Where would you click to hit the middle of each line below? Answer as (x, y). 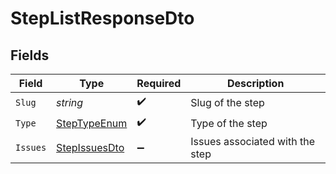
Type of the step (229, 123)
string (70, 102)
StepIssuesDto (90, 147)
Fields (30, 55)
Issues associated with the (252, 141)
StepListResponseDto (102, 18)
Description (255, 83)
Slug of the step (227, 102)
